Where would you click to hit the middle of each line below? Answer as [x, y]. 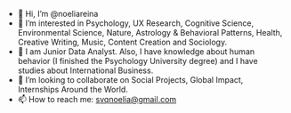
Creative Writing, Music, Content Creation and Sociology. [122, 42]
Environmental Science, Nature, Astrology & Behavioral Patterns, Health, [150, 32]
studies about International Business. [85, 70]
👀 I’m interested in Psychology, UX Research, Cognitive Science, [136, 23]
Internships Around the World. [73, 89]
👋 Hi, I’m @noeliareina [58, 14]
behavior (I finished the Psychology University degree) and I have [137, 61]
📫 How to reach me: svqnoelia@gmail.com [97, 99]
